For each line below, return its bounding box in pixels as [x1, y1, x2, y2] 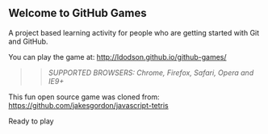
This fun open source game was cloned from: [8, 92, 160, 102]
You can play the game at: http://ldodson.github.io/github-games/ [8, 52, 227, 61]
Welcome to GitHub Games [8, 6, 147, 20]
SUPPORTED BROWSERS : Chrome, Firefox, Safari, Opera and [48, 68, 254, 77]
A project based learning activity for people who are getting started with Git [8, 27, 260, 37]
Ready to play [8, 116, 54, 126]
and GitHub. [8, 36, 48, 46]
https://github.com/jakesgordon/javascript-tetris [8, 100, 170, 110]
